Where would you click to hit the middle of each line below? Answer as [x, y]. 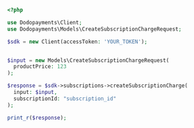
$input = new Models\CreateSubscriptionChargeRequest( [88, 60]
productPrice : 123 [40, 67]
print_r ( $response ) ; [37, 118]
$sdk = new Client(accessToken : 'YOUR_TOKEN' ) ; [78, 42]
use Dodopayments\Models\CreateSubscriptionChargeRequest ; [95, 29]
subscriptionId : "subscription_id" [65, 98]
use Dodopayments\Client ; [45, 22]
